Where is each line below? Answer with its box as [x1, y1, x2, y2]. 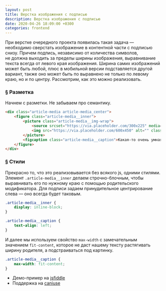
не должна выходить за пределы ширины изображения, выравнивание [5, 55, 156, 61]
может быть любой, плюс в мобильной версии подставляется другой [5, 66, 153, 72]
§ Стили [5, 158, 26, 165]
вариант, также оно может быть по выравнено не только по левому [5, 71, 149, 77]
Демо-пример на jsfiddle [12, 275, 65, 281]
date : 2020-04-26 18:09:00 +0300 [5, 21, 74, 26]
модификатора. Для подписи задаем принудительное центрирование [5, 185, 153, 191]
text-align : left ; [14, 223, 52, 228]
